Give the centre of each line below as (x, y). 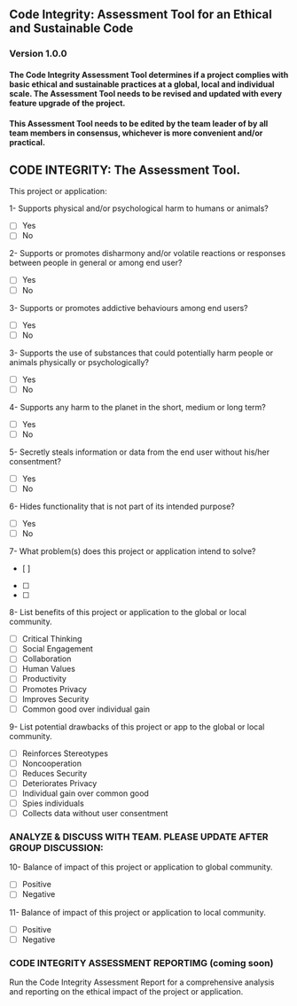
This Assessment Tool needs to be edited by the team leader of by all (139, 123)
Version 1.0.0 (38, 54)
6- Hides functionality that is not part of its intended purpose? (122, 507)
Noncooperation (52, 763)
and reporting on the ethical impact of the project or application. (126, 991)
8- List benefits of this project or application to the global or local (128, 612)
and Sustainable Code (71, 29)
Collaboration (47, 659)
